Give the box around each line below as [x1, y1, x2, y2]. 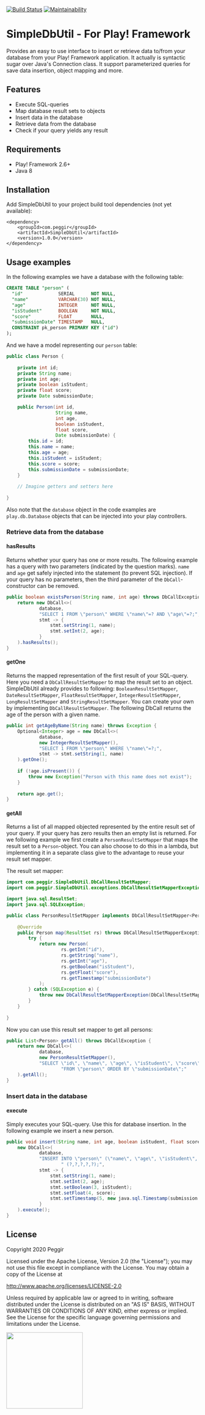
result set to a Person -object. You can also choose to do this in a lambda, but [6, 842, 199, 850]
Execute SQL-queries [15, 101, 69, 108]
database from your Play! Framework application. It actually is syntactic [6, 54, 186, 61]
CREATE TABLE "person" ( [6, 285, 70, 291]
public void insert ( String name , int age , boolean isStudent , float [6, 1138, 184, 1145]
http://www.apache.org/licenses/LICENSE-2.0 [6, 1282, 122, 1289]
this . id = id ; [28, 438, 64, 444]
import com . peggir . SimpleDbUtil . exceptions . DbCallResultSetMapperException [6, 885, 203, 891]
